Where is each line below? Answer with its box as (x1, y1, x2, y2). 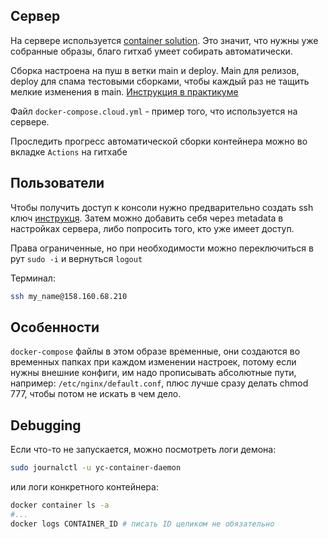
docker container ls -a (10, 500, 110, 510)
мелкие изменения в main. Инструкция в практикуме (10, 85, 239, 98)
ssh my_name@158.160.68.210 (10, 291, 128, 301)
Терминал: (10, 272, 56, 284)
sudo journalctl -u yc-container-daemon (10, 463, 182, 473)
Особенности (10, 319, 100, 336)
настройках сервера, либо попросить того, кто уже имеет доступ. (10, 222, 295, 234)
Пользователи (10, 175, 105, 192)
